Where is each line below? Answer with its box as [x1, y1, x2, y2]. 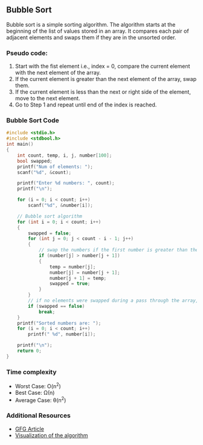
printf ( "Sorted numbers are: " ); [17, 320, 101, 326]
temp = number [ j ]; [49, 264, 96, 270]
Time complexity [6, 368, 57, 376]
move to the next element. [14, 95, 80, 102]
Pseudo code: [6, 48, 48, 57]
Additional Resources [6, 411, 71, 420]
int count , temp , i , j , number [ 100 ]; [17, 152, 112, 158]
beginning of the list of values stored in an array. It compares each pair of [6, 27, 189, 34]
